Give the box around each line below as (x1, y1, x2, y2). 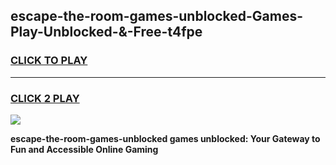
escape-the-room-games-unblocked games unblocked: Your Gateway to (10, 132, 321, 144)
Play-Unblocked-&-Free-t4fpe (10, 24, 203, 41)
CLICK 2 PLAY (10, 91, 80, 105)
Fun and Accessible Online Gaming (10, 143, 159, 155)
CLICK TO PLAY (10, 54, 88, 68)
